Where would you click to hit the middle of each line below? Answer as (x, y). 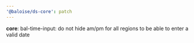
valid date (18, 34)
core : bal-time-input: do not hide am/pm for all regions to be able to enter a (97, 28)
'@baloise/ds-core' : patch (39, 11)
